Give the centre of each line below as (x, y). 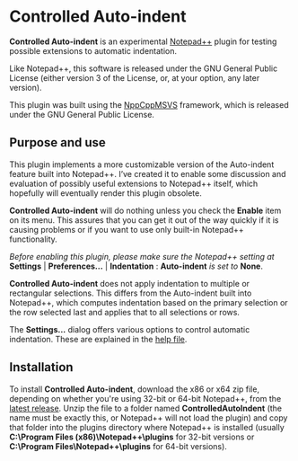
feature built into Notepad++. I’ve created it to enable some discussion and (148, 173)
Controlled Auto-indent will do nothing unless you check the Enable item (145, 210)
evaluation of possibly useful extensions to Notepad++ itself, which (134, 183)
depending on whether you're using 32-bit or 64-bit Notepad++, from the (145, 398)
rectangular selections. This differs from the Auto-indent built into (131, 293)
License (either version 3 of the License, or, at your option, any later (135, 77)
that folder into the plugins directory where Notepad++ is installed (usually (147, 427)
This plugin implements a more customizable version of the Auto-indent (142, 164)
